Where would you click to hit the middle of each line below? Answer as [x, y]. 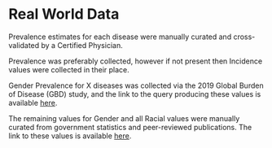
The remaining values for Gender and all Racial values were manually [124, 118]
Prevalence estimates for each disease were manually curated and [120, 37]
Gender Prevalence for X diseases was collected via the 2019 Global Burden [136, 85]
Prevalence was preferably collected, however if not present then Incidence [136, 61]
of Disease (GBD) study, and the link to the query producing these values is [135, 94]
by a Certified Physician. [82, 45]
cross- [244, 37]
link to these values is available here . [70, 136]
